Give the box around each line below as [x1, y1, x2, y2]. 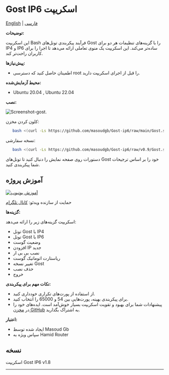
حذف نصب [13, 265, 34, 272]
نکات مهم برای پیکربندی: [6, 280, 51, 287]
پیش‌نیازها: [6, 60, 26, 66]
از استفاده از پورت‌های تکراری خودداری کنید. [13, 291, 95, 297]
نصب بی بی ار [13, 250, 40, 256]
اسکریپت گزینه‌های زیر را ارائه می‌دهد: [6, 219, 77, 225]
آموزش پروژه [6, 176, 43, 184]
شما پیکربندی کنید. [6, 161, 40, 167]
